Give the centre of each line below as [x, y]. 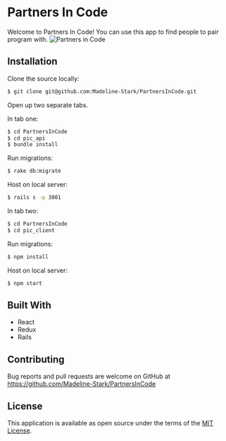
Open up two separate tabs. [48, 105]
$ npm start [25, 283]
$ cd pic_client [31, 230]
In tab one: [23, 119]
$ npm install [28, 257]
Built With [29, 305]
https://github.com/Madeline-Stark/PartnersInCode [82, 384]
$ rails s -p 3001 [34, 198]
